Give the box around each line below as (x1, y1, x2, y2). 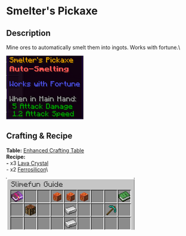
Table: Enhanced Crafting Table (6, 146, 85, 154)
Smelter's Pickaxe (6, 4, 98, 18)
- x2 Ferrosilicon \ (6, 165, 48, 173)
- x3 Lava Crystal (6, 160, 49, 167)
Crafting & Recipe (6, 131, 73, 141)
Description (6, 28, 51, 38)
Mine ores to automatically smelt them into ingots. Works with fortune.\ (6, 44, 181, 51)
